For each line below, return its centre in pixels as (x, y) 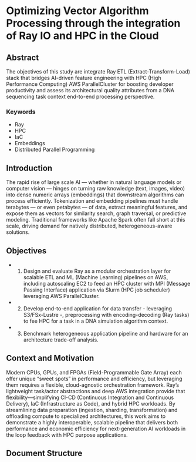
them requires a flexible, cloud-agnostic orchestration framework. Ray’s (93, 385)
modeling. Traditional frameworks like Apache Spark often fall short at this (96, 220)
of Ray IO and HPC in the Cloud (83, 36)
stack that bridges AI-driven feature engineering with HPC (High (84, 78)
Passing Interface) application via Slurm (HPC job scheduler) (97, 290)
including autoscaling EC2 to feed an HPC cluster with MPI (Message (107, 283)
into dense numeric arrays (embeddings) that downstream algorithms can (95, 195)
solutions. (18, 232)
